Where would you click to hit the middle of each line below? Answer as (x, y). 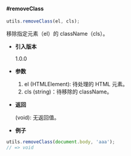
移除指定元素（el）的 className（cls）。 (57, 34)
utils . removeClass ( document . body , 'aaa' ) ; (61, 142)
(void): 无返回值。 (37, 118)
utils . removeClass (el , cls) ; (43, 21)
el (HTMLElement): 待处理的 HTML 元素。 (76, 84)
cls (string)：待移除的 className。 (68, 92)
